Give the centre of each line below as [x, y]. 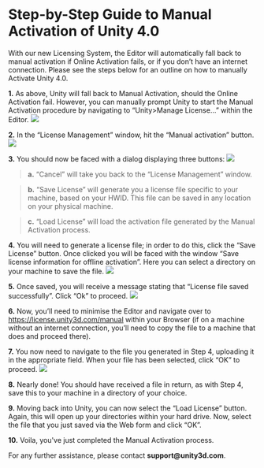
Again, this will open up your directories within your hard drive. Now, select [130, 416]
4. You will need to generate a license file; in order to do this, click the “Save [132, 245]
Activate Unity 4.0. [38, 78]
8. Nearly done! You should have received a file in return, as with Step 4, [126, 384]
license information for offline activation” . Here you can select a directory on [132, 262]
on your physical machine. [70, 206]
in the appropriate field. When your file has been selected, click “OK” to [124, 359]
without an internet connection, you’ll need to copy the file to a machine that [132, 328]
